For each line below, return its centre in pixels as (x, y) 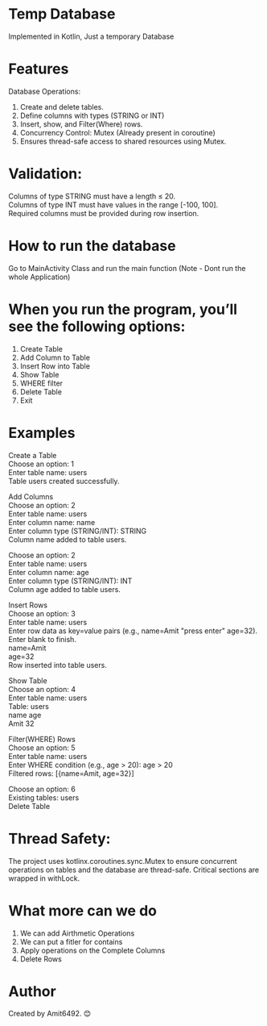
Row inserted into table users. (58, 665)
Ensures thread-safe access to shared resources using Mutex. (123, 141)
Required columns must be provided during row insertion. (104, 213)
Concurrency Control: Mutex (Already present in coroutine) (117, 132)
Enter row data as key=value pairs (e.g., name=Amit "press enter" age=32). (133, 631)
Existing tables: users (44, 797)
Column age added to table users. (64, 589)
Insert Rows (28, 605)
